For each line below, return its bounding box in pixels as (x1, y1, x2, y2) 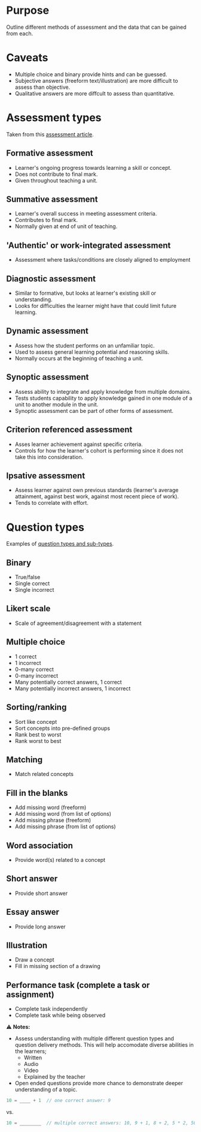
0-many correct (14, 666, 54, 673)
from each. (6, 29, 33, 37)
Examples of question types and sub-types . (6, 540, 114, 547)
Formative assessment (6, 148, 93, 158)
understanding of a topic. (14, 1086, 78, 1093)
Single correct (14, 580, 50, 587)
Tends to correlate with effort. (14, 499, 89, 507)
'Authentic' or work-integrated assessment (6, 240, 171, 250)
